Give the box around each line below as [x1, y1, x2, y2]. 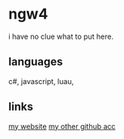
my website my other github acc [8, 121, 116, 131]
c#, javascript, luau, [8, 76, 75, 86]
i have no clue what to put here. [8, 32, 114, 41]
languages [8, 55, 63, 69]
